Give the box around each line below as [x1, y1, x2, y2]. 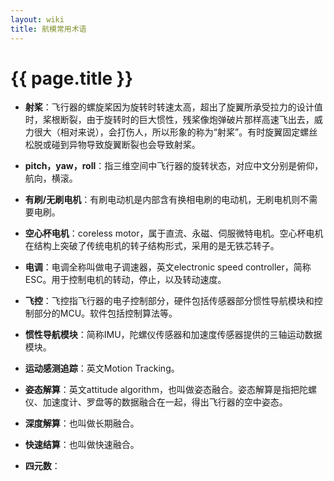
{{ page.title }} [10, 67, 134, 90]
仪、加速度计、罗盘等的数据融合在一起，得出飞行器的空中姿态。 [24, 396, 288, 408]
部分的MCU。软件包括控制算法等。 [33, 307, 178, 320]
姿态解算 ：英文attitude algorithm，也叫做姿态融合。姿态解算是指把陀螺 [24, 384, 317, 396]
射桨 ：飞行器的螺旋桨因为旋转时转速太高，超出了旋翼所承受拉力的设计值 [24, 101, 323, 113]
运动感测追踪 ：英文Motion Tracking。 [24, 362, 180, 375]
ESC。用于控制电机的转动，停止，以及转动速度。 [24, 274, 227, 286]
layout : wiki [10, 14, 65, 25]
